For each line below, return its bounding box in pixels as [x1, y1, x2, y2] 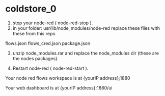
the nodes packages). [12, 55, 59, 61]
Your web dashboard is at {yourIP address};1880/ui [5, 84, 113, 91]
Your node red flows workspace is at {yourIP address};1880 [5, 75, 131, 81]
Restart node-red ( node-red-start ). [12, 65, 89, 71]
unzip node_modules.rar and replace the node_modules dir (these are [12, 50, 159, 56]
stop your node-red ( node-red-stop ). [12, 20, 93, 26]
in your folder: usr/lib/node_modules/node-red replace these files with [12, 25, 160, 31]
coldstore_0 [5, 3, 57, 15]
